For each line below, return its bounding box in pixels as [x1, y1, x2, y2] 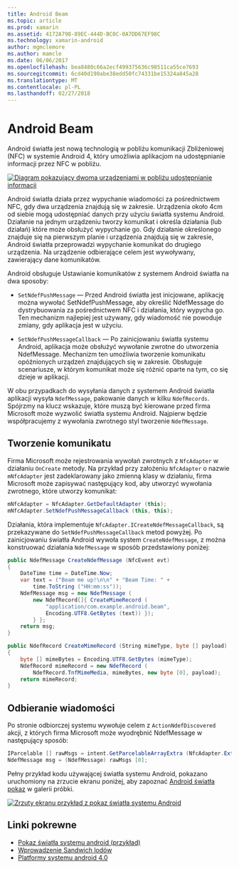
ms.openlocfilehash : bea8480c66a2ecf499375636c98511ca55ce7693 [7, 63, 199, 71]
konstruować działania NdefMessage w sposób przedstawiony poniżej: [7, 543, 210, 552]
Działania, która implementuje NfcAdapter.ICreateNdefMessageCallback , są [7, 520, 224, 529]
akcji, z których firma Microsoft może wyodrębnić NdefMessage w [7, 728, 203, 737]
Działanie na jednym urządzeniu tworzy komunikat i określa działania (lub [7, 218, 222, 226]
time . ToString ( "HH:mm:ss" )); [33, 583, 122, 591]
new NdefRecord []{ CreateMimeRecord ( [33, 596, 148, 604]
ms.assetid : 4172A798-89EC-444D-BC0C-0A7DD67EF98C [7, 30, 161, 38]
